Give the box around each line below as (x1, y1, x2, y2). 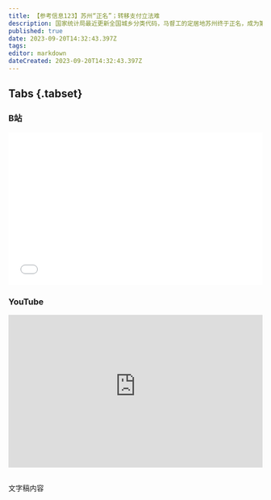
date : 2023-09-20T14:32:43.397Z (8, 34, 117, 43)
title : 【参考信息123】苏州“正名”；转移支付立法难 (8, 11, 160, 20)
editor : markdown (8, 49, 67, 57)
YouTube (8, 296, 44, 307)
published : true (8, 27, 63, 35)
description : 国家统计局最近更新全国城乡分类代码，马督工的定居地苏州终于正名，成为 (8, 19, 260, 28)
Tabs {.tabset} (8, 87, 83, 101)
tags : (8, 42, 27, 50)
